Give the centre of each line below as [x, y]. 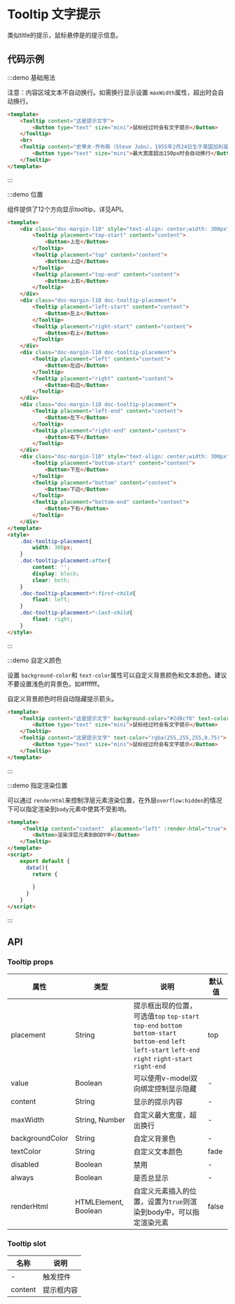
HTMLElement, [100, 1202]
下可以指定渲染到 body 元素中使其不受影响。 [69, 808]
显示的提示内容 [158, 1102]
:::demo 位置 [25, 194]
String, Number [100, 1119]
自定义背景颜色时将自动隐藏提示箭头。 [62, 699]
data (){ [37, 868]
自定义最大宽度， [162, 1115]
